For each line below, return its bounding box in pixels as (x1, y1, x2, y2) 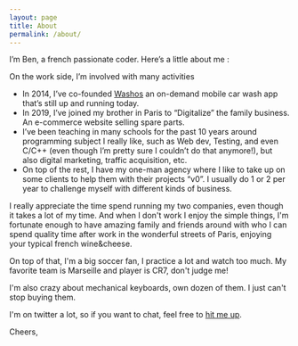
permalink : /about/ (9, 29, 82, 38)
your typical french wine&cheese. (9, 238, 133, 250)
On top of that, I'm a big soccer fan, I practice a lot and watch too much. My (9, 256, 287, 267)
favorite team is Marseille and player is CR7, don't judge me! (9, 265, 229, 276)
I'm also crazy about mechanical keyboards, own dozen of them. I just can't (9, 283, 286, 293)
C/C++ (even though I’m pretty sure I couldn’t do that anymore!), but (21, 145, 273, 156)
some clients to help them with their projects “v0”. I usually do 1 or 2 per (21, 174, 286, 185)
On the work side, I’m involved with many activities (9, 71, 195, 82)
